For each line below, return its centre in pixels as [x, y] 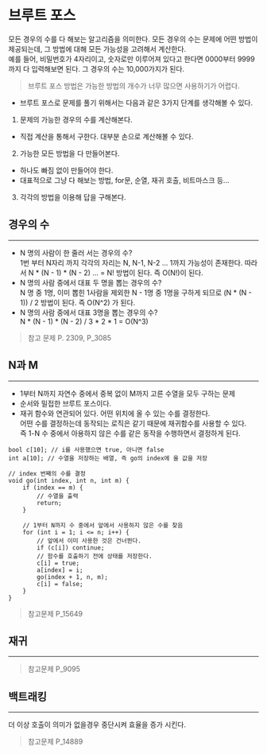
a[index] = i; [60, 570]
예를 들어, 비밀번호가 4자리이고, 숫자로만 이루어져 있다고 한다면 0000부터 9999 [132, 59]
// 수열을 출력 [58, 496]
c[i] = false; [60, 584]
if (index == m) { [53, 488]
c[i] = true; [58, 563]
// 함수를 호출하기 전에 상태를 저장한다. [95, 556]
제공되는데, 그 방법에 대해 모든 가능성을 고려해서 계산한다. [97, 49]
